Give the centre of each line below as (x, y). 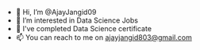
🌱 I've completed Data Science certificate (84, 29)
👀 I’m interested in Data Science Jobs (77, 20)
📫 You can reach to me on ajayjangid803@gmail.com (104, 37)
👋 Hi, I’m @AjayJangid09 (56, 12)
